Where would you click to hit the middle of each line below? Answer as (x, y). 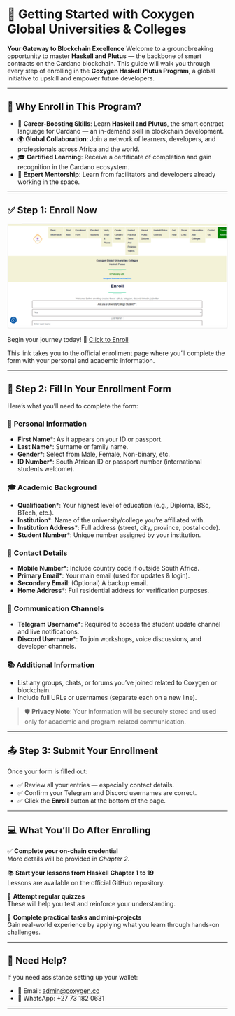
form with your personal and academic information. (81, 360)
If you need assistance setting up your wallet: (73, 978)
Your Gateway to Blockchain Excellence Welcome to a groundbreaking (110, 48)
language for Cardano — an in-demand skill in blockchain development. (121, 131)
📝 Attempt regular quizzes (46, 896)
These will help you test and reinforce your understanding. (92, 903)
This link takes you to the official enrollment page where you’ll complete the (116, 353)
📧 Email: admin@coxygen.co (58, 991)
